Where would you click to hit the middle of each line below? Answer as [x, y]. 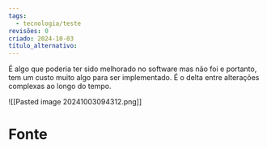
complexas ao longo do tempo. [60, 87]
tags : [17, 16]
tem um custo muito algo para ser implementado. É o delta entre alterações [134, 78]
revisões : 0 [28, 31]
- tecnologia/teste [49, 23]
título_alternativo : [43, 46]
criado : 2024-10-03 [41, 38]
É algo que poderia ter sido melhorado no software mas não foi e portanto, [133, 69]
